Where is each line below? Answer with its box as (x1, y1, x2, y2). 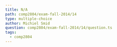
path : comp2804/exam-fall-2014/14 (5, 12, 77, 17)
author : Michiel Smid (5, 21, 50, 26)
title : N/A (5, 7, 28, 12)
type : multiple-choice (5, 16, 52, 21)
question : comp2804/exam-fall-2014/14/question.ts (5, 25, 113, 30)
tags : (5, 30, 16, 35)
